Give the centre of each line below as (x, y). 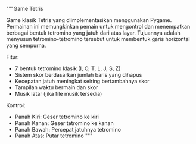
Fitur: (13, 57)
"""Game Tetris (25, 9)
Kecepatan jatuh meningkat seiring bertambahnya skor (82, 81)
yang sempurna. (26, 45)
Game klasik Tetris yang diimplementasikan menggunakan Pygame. (89, 20)
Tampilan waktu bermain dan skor (56, 87)
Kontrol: (16, 105)
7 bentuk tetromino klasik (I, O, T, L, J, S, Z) (68, 68)
